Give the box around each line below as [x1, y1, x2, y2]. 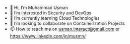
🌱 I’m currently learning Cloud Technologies [9, 15, 100, 21]
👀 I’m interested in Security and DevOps [9, 10, 92, 16]
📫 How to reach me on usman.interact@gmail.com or [9, 26, 120, 32]
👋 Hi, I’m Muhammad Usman [9, 5, 68, 10]
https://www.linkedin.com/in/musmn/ [9, 33, 86, 39]
